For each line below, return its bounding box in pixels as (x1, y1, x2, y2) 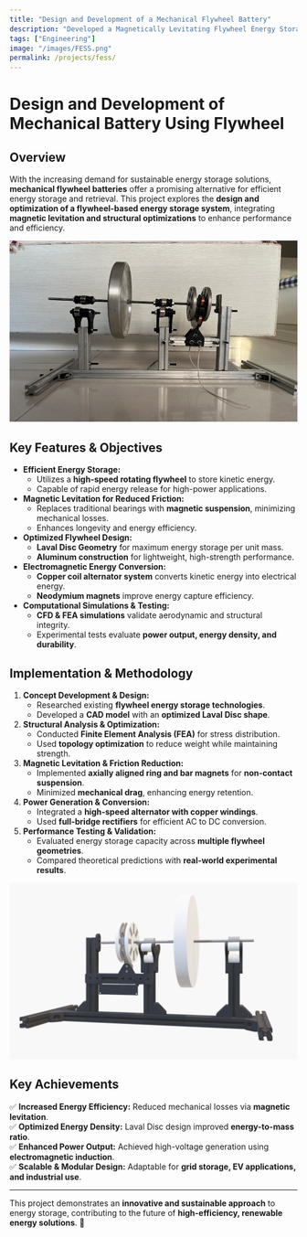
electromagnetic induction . (9, 1151, 115, 1162)
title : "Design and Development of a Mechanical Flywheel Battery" (9, 15, 272, 24)
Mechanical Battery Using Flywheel (9, 113, 285, 134)
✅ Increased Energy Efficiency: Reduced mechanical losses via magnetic (9, 1101, 291, 1112)
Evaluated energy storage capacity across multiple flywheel (36, 835, 265, 846)
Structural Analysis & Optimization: (22, 719, 160, 730)
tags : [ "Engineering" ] (9, 34, 96, 43)
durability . (36, 639, 77, 650)
